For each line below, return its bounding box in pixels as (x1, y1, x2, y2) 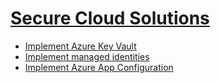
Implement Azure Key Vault (24, 40, 137, 52)
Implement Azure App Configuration (24, 61, 174, 73)
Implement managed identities (24, 50, 150, 62)
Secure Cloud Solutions (10, 7, 210, 30)
